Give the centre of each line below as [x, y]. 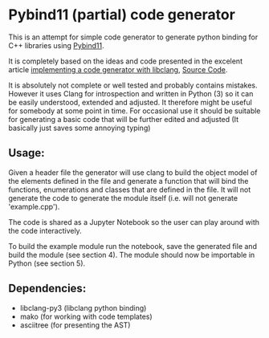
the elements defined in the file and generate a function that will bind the [128, 181]
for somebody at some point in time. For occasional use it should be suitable [134, 111]
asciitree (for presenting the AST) [75, 325]
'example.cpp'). [34, 206]
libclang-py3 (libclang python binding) [83, 307]
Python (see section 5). [47, 263]
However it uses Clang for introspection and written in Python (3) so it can [131, 93]
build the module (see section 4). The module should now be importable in [132, 255]
